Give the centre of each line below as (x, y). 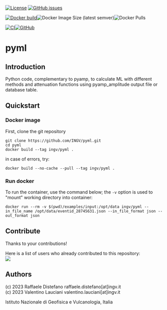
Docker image (23, 120)
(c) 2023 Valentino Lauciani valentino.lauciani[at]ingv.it (63, 292)
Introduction (25, 67)
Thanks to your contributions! (36, 243)
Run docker (20, 181)
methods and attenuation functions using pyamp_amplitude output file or (81, 84)
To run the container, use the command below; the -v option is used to (79, 192)
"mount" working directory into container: (49, 197)
